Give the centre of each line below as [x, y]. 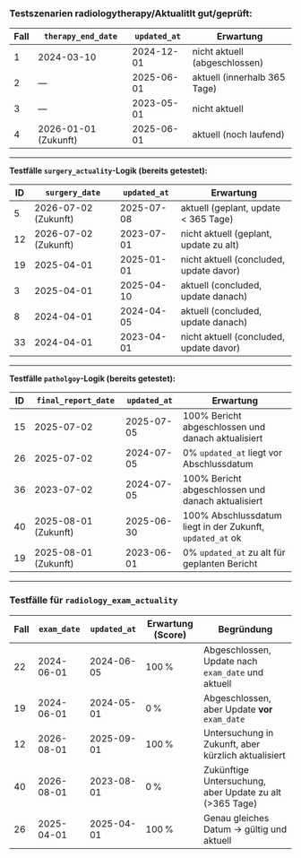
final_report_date [75, 401]
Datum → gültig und [245, 829]
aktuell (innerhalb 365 [239, 77]
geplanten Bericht [220, 564]
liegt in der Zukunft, [224, 527]
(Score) [170, 635]
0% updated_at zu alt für [234, 552]
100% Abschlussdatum [232, 516]
